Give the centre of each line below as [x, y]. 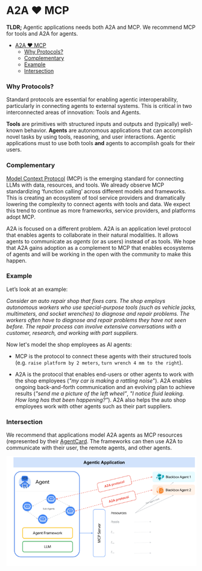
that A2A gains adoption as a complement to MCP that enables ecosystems [100, 248]
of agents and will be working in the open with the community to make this [99, 254]
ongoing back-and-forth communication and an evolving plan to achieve [105, 387]
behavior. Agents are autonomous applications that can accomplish [108, 131]
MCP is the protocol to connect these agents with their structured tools [103, 356]
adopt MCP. [21, 217]
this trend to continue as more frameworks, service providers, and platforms [101, 210]
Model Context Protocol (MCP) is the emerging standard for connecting [95, 178]
